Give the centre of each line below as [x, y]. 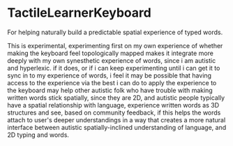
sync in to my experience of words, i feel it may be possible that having [109, 75]
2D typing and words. [38, 135]
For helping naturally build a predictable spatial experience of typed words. [115, 32]
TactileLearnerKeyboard [79, 13]
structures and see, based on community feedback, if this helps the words [114, 112]
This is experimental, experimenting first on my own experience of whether [115, 45]
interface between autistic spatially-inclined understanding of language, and [117, 127]
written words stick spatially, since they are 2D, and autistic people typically [116, 97]
